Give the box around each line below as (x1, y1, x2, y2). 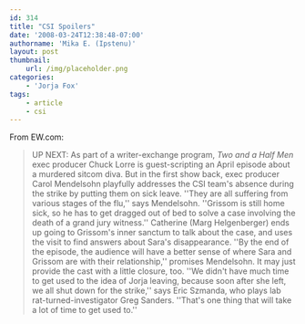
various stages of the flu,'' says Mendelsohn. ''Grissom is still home (31, 198, 285, 209)
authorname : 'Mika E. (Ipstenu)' (9, 38, 137, 48)
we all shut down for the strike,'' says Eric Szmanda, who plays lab (31, 285, 281, 297)
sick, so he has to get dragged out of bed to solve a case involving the (31, 207, 296, 219)
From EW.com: (9, 131, 65, 142)
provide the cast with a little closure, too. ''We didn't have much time (31, 266, 290, 277)
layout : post (9, 47, 59, 57)
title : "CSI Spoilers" (9, 22, 96, 31)
